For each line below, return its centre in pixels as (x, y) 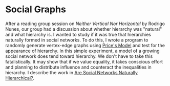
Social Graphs (36, 9)
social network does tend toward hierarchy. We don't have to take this (79, 56)
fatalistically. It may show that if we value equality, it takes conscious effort (84, 61)
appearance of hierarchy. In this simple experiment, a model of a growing (82, 51)
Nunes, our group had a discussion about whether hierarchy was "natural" (84, 29)
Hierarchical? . (20, 78)
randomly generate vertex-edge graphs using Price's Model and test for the (85, 45)
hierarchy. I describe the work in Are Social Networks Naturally (72, 72)
